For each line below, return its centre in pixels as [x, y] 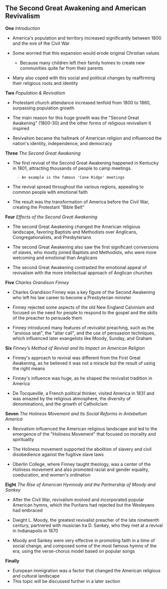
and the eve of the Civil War [41, 43]
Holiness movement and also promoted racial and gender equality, [81, 469]
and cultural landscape [36, 576]
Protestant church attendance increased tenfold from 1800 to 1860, [81, 102]
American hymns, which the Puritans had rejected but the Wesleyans [83, 505]
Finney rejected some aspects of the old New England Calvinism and [83, 307]
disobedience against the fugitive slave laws [58, 454]
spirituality [23, 439]
